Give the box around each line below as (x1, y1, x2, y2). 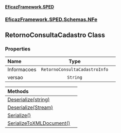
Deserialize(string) (7, 96, 50, 103)
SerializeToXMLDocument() (7, 120, 70, 127)
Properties (5, 45, 31, 52)
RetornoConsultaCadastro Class (5, 31, 105, 39)
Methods (7, 88, 29, 95)
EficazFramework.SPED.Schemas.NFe (5, 16, 98, 23)
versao (7, 74, 23, 81)
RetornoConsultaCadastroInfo (41, 67, 108, 72)
